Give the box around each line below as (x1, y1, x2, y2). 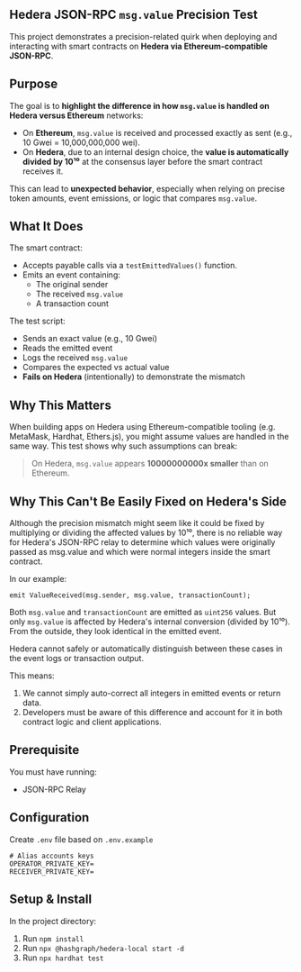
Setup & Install (9, 892, 93, 907)
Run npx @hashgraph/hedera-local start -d (22, 942, 185, 953)
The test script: (9, 315, 66, 327)
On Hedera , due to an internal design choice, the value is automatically (22, 146, 289, 157)
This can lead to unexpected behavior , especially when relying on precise (9, 183, 286, 194)
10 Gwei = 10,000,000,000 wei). (22, 137, 141, 148)
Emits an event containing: (22, 269, 121, 280)
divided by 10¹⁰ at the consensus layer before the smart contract (22, 156, 263, 167)
